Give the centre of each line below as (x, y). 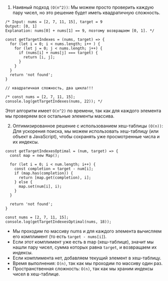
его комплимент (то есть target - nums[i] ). (60, 236)
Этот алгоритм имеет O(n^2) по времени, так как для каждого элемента (83, 111)
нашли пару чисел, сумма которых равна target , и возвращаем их (85, 247)
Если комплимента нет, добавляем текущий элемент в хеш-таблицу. (87, 258)
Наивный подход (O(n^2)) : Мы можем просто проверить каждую (83, 7)
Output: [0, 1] (21, 26)
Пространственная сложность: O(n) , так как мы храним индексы (83, 269)
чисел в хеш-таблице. (36, 274)
